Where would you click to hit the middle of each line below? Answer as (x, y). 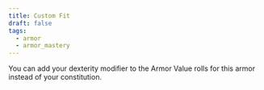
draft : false (30, 23)
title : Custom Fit (39, 16)
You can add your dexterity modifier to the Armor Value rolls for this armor (132, 68)
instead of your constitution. (55, 77)
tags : (17, 31)
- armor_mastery (43, 46)
